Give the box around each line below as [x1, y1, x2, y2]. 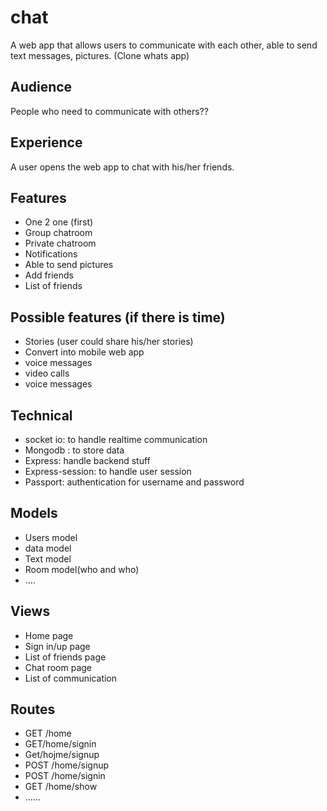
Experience [10, 134, 83, 151]
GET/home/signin [24, 738, 97, 750]
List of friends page [24, 651, 107, 663]
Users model [24, 531, 78, 543]
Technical [10, 407, 73, 424]
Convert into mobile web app [24, 346, 145, 358]
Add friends [24, 269, 74, 281]
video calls [24, 367, 70, 380]
